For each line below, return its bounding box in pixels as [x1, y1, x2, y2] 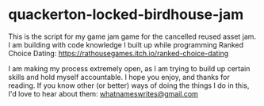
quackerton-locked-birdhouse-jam [8, 6, 244, 24]
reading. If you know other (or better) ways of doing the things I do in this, [8, 81, 250, 90]
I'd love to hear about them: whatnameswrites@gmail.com [8, 89, 198, 98]
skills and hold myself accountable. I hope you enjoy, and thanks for [8, 72, 230, 81]
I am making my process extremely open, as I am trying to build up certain [8, 63, 251, 73]
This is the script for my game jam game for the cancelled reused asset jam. [8, 32, 256, 41]
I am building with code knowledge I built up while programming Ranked [8, 40, 244, 49]
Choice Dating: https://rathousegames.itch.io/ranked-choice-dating [8, 48, 229, 58]
